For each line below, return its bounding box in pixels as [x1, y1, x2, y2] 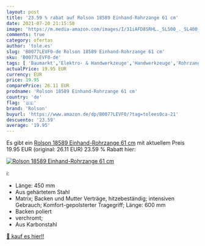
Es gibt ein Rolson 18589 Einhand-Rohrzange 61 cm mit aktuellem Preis [6, 139, 185, 147]
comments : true [6, 32, 45, 38]
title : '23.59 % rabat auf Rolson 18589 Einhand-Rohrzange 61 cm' [6, 15, 179, 21]
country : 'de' [6, 94, 43, 100]
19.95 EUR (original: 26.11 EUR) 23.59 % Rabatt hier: [6, 146, 136, 153]
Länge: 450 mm [15, 182, 56, 189]
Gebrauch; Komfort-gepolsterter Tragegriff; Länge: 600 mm [15, 201, 166, 209]
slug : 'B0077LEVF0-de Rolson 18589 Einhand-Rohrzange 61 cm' [6, 49, 165, 55]
